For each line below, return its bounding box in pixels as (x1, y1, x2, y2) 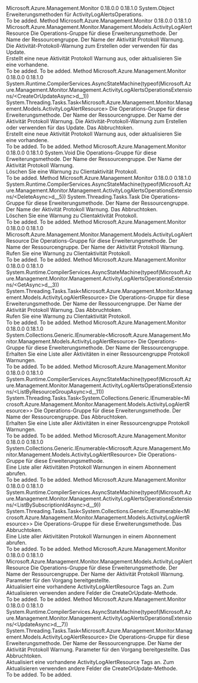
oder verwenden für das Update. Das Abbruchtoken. (6, 124, 134, 131)
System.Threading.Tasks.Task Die (67, 194, 150, 200)
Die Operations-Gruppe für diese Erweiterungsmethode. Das (34, 520, 182, 527)
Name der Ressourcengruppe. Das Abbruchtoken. (6, 413, 128, 420)
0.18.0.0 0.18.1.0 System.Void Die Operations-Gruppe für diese (6, 149, 157, 156)
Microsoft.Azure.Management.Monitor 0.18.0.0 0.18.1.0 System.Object (6, 5, 175, 11)
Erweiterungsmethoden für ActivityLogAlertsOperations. (6, 11, 143, 18)
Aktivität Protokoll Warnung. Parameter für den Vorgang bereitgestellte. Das (6, 646, 190, 653)
